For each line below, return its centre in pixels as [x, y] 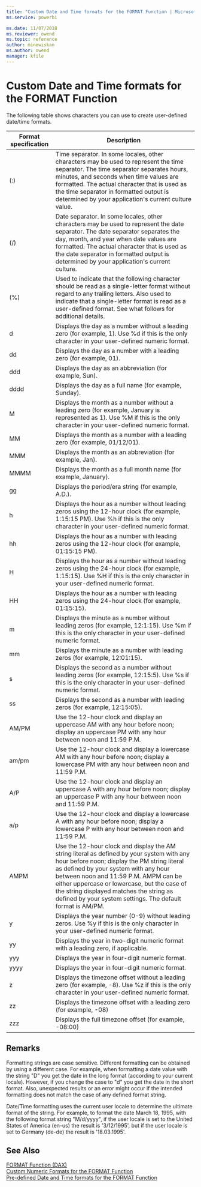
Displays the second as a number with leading [120, 699]
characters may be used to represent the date [120, 224]
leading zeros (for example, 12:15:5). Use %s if [122, 675]
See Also [23, 1150]
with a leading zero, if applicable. [102, 948]
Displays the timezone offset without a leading [120, 977]
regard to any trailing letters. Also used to [113, 294]
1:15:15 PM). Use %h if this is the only [110, 519]
